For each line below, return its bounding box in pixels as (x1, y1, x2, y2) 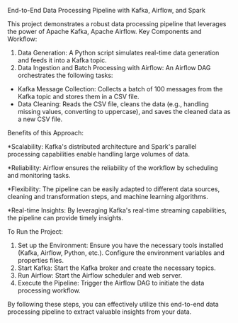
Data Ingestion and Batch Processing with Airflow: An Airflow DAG (17, 64, 211, 72)
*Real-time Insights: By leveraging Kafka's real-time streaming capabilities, (7, 206, 227, 215)
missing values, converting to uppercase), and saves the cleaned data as (17, 108, 231, 115)
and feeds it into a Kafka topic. (17, 56, 108, 64)
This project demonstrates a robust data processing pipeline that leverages (7, 20, 227, 28)
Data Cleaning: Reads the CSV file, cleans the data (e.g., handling (17, 100, 209, 108)
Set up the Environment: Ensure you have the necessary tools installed (17, 241, 224, 249)
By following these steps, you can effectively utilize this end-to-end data (7, 300, 220, 308)
